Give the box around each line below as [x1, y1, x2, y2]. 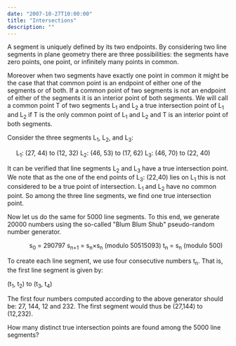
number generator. [7, 227, 62, 236]
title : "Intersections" [7, 17, 77, 24]
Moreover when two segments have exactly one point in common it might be [7, 71, 229, 80]
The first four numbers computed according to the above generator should [7, 295, 223, 303]
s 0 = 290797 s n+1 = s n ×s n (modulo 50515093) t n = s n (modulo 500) [29, 241, 223, 251]
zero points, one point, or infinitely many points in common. [7, 58, 179, 66]
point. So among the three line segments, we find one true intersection [7, 191, 212, 199]
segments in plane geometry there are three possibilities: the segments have [7, 50, 229, 58]
